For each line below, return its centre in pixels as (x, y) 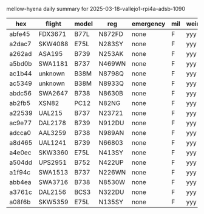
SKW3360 (53, 153)
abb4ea (20, 182)
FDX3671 (53, 34)
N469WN (112, 64)
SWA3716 (53, 182)
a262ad (21, 54)
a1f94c (20, 172)
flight (53, 24)
